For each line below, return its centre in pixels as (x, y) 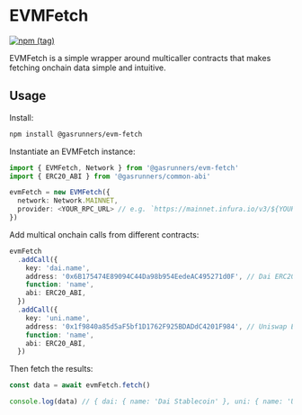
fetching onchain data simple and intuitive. (88, 68)
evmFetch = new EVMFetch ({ (60, 193)
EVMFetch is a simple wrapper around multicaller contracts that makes (140, 58)
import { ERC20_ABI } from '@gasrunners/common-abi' (110, 176)
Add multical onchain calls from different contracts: (104, 234)
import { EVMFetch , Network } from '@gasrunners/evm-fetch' (124, 167)
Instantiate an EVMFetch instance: (72, 151)
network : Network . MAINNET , (68, 201)
